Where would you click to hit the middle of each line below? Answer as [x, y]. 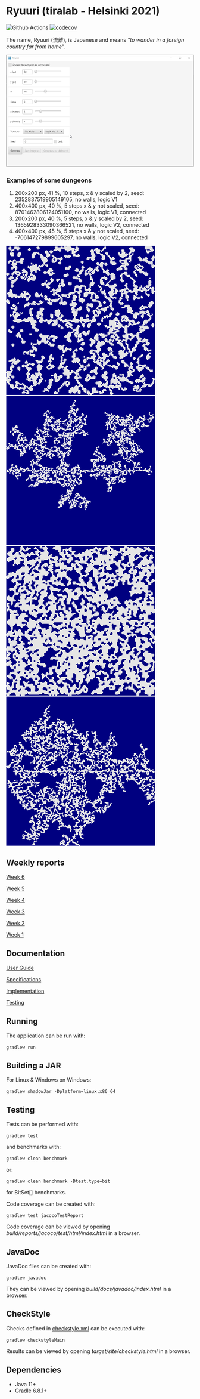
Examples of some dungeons [49, 180]
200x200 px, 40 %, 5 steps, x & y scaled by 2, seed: [79, 218]
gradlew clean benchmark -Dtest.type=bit [58, 1182]
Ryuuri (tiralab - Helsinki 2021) [83, 11]
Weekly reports [35, 862]
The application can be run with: [46, 1036]
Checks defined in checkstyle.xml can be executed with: [76, 1328]
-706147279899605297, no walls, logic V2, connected [81, 237]
